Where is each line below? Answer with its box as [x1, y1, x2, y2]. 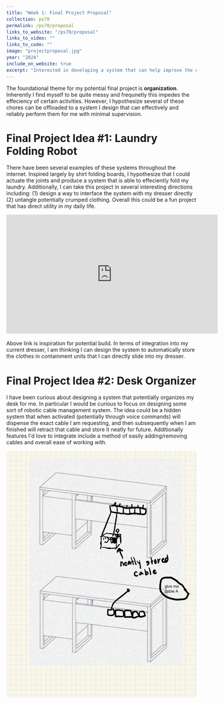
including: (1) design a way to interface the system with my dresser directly [6, 190, 193, 197]
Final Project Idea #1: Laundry [6, 131, 158, 145]
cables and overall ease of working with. [6, 439, 107, 446]
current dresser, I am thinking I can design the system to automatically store [6, 346, 195, 354]
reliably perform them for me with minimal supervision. [6, 110, 142, 117]
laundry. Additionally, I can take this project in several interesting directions [6, 183, 193, 190]
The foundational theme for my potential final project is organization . [6, 85, 178, 92]
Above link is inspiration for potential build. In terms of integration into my [6, 340, 188, 347]
